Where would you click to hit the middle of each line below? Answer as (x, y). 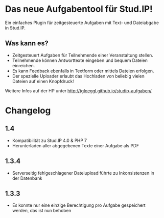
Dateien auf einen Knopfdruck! (43, 81)
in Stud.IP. (15, 27)
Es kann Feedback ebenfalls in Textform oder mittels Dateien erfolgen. (83, 71)
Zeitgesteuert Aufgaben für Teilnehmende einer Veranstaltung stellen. (82, 55)
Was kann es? (27, 43)
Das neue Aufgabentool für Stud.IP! (79, 9)
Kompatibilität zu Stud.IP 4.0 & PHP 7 (49, 140)
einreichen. (23, 65)
